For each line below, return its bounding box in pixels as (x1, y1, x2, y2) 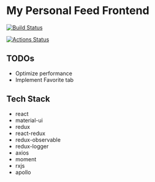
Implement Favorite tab (15, 76, 74, 83)
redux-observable (15, 136, 61, 144)
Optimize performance (15, 70, 72, 77)
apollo (15, 169, 31, 176)
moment (15, 155, 37, 162)
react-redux (15, 129, 46, 137)
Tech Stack (6, 94, 50, 104)
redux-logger (15, 142, 49, 150)
